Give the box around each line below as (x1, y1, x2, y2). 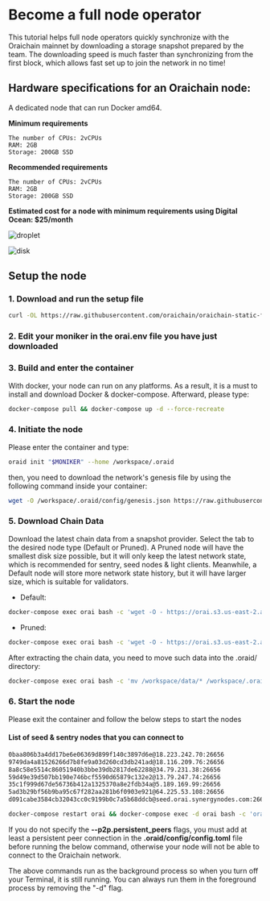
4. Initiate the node (8, 424, 84, 435)
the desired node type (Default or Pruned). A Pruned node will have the (8, 542, 244, 552)
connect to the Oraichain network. (8, 850, 122, 860)
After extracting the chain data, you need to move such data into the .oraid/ (8, 653, 257, 662)
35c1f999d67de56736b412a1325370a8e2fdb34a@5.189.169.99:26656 (8, 780, 221, 789)
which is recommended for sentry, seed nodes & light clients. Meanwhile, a (8, 559, 257, 569)
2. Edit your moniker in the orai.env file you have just (8, 330, 218, 342)
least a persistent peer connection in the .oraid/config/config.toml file (8, 832, 243, 843)
